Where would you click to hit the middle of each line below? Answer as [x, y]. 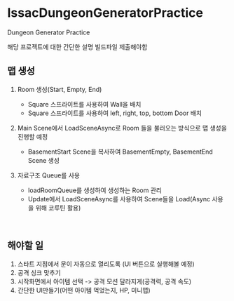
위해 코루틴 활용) [58, 208]
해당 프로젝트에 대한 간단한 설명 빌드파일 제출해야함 [77, 46]
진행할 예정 [33, 136]
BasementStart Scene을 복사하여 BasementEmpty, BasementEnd [121, 152]
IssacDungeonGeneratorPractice [105, 13]
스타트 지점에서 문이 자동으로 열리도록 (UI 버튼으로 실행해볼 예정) [106, 264]
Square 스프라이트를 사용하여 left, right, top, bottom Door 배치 [115, 113]
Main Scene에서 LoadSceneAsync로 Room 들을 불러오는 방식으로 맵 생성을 [122, 128]
